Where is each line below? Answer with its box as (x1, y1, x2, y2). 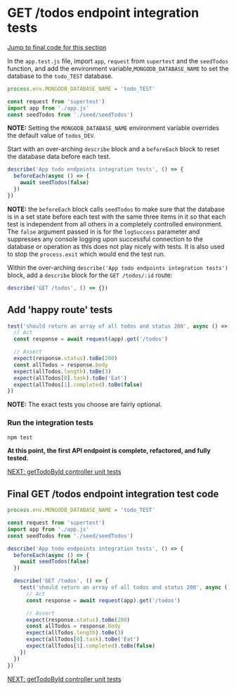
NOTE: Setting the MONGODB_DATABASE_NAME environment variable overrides (7, 124, 220, 132)
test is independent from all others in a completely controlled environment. (7, 219, 223, 228)
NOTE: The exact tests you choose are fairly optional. (7, 400, 163, 409)
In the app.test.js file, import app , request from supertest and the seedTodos (7, 56, 229, 65)
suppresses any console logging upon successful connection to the (7, 234, 204, 243)
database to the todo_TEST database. (7, 72, 114, 80)
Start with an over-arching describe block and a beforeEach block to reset (7, 145, 220, 153)
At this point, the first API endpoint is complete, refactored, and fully (7, 447, 211, 455)
